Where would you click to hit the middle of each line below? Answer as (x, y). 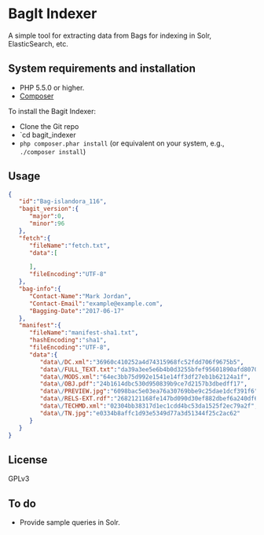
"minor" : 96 (47, 224)
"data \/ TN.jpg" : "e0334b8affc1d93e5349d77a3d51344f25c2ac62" (140, 413)
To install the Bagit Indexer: (52, 111)
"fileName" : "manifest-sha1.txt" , (84, 333)
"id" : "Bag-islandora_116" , (63, 201)
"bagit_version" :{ (49, 209)
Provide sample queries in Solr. (70, 522)
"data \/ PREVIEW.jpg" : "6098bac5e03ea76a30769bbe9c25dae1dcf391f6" (149, 391)
